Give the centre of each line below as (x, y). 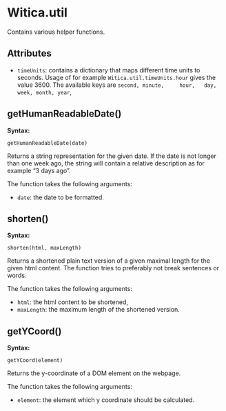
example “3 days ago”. (39, 170)
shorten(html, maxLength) (44, 248)
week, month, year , (44, 92)
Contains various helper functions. (56, 32)
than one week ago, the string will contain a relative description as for (106, 163)
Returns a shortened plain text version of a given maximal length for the (109, 261)
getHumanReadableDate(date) (48, 143)
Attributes (29, 53)
